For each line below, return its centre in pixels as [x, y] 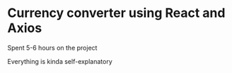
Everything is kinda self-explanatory [60, 61]
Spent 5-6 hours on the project [52, 47]
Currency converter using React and [116, 13]
